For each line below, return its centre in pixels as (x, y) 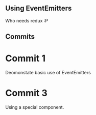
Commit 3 (26, 93)
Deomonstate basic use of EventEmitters (48, 73)
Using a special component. (35, 107)
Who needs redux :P (27, 20)
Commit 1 (26, 59)
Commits (20, 37)
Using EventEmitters (39, 8)
